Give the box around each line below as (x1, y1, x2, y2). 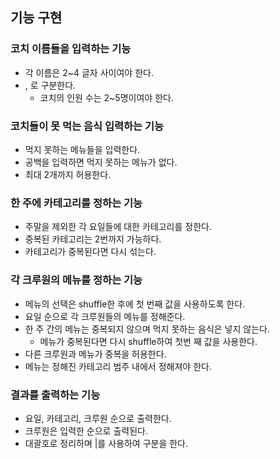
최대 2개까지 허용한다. (24, 168, 112, 180)
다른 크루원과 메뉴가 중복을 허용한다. (24, 348, 167, 360)
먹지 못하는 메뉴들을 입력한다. (24, 143, 141, 155)
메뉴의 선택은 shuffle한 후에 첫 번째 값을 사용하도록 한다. (24, 298, 246, 310)
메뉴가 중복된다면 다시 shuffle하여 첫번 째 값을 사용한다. (39, 335, 258, 347)
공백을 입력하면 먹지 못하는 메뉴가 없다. (24, 156, 178, 168)
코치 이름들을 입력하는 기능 (10, 42, 132, 56)
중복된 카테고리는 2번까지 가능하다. (24, 233, 162, 245)
